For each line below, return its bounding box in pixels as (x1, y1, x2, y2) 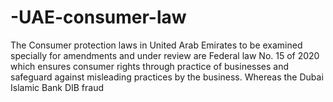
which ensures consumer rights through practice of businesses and (10, 60, 290, 72)
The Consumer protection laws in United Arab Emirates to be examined (10, 39, 303, 51)
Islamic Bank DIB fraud (10, 81, 105, 93)
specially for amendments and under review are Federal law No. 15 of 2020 (10, 49, 320, 61)
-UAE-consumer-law (10, 6, 187, 29)
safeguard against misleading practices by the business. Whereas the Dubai (10, 71, 324, 83)
